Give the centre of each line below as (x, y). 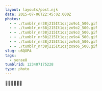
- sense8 (18, 60)
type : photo (17, 69)
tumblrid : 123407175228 (29, 64)
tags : (11, 55)
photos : (13, 19)
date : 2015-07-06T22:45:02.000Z (38, 14)
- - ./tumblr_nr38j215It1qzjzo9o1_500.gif (53, 23)
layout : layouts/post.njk (31, 10)
